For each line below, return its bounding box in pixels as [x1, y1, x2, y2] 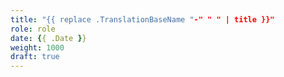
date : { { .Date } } [10, 33, 87, 43]
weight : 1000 [10, 42, 65, 53]
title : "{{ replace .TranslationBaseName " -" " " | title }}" [10, 14, 275, 25]
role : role [10, 24, 56, 34]
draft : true [10, 52, 60, 62]
